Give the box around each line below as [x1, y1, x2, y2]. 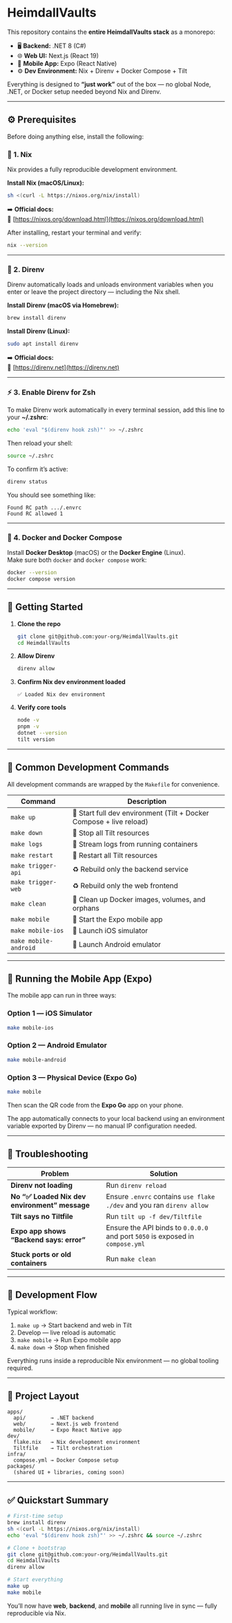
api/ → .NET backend [13, 1415, 95, 1422]
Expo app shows [10, 1226, 67, 1236]
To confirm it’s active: [7, 465, 68, 473]
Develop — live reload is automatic [17, 1328, 116, 1337]
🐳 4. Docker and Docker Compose [7, 533, 122, 542]
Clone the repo [17, 619, 61, 627]
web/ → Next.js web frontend [13, 1420, 119, 1428]
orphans [72, 903, 100, 913]
